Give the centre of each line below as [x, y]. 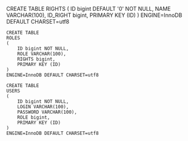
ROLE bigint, [34, 117]
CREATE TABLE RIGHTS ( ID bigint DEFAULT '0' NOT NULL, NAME [89, 9]
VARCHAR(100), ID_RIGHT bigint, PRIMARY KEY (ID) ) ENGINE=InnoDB [94, 15]
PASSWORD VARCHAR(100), [47, 112]
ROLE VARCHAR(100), [42, 54]
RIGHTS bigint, [36, 59]
